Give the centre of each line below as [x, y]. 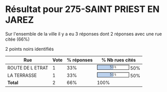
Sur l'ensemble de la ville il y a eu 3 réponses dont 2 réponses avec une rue [84, 34]
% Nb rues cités [118, 60]
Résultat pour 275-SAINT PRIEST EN [82, 9]
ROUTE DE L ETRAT [28, 68]
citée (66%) [18, 39]
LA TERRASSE [22, 75]
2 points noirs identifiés [30, 49]
